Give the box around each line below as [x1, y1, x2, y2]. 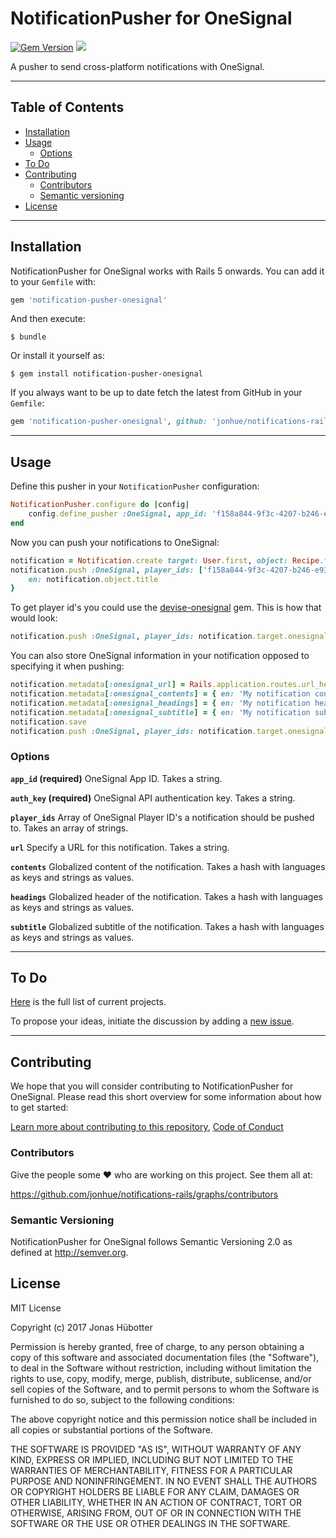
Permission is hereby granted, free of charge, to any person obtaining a [10, 1340, 305, 1352]
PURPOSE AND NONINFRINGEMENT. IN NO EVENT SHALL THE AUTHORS [10, 1475, 318, 1487]
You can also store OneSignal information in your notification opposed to [10, 650, 310, 662]
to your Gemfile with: [10, 275, 97, 287]
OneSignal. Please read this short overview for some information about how [10, 1091, 322, 1103]
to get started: [10, 1102, 69, 1114]
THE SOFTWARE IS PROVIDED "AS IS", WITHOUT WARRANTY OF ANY [10, 1443, 302, 1455]
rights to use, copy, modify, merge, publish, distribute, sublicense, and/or [10, 1372, 312, 1384]
